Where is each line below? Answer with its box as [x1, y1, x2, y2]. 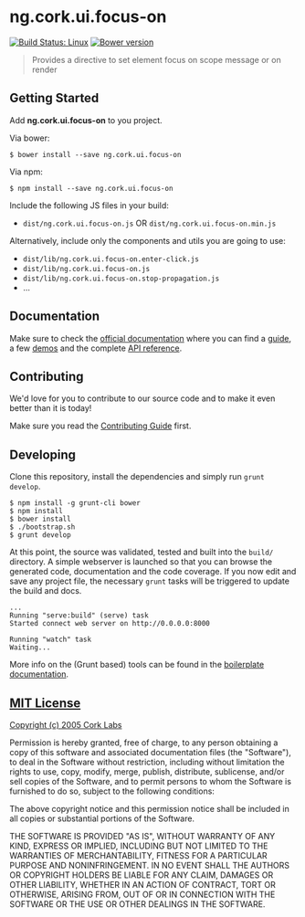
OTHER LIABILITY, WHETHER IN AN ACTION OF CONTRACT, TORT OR [9, 880, 276, 890]
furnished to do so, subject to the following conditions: [9, 785, 215, 796]
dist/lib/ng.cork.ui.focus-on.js [22, 264, 151, 273]
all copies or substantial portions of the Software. [9, 813, 195, 824]
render [31, 64, 58, 75]
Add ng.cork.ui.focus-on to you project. [9, 114, 163, 125]
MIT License [9, 695, 81, 711]
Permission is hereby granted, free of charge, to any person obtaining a [9, 737, 279, 748]
